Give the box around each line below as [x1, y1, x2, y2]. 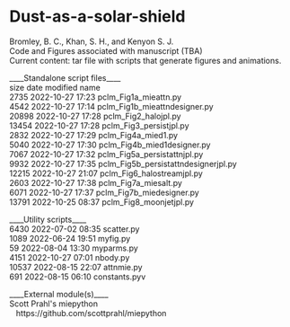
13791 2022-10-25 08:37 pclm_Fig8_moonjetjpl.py [9, 196, 195, 208]
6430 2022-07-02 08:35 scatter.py [9, 223, 140, 234]
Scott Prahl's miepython [9, 298, 99, 309]
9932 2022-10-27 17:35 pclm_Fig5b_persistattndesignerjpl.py [9, 158, 238, 169]
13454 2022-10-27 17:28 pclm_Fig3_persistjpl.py [9, 119, 190, 131]
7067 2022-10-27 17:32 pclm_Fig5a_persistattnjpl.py [9, 148, 204, 159]
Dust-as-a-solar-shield [9, 6, 186, 27]
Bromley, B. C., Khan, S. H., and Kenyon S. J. [9, 36, 174, 47]
